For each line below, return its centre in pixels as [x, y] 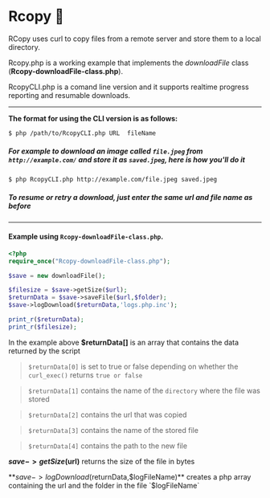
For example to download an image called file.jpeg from [106, 151]
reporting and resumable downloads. [70, 95]
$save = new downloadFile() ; [57, 276]
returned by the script [44, 351]
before [20, 206]
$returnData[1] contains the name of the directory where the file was [144, 390]
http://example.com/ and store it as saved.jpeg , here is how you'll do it [127, 160]
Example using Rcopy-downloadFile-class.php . [86, 237]
